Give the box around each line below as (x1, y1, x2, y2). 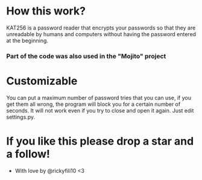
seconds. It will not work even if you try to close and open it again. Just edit (6, 107, 194, 114)
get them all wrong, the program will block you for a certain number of (6, 101, 181, 108)
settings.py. (6, 113, 35, 120)
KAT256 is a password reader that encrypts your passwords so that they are (6, 24, 196, 31)
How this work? (6, 4, 86, 18)
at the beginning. (6, 37, 48, 44)
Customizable (6, 74, 78, 88)
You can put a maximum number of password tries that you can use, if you (6, 94, 192, 101)
